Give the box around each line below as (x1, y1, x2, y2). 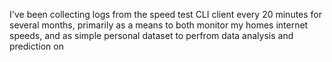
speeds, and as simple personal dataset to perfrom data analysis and (9, 30, 294, 41)
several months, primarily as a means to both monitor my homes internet (9, 19, 309, 31)
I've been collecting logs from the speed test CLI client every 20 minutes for (9, 9, 323, 20)
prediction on (9, 40, 64, 52)
